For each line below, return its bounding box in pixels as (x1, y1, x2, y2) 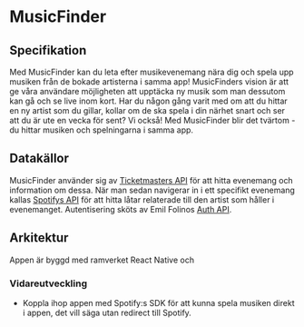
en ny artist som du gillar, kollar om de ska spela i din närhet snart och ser (9, 105, 286, 115)
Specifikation (9, 43, 87, 58)
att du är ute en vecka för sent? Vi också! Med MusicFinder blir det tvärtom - (9, 115, 296, 125)
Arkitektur (9, 230, 69, 246)
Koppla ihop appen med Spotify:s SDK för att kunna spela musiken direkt (22, 297, 295, 308)
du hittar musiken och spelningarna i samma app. (9, 124, 193, 135)
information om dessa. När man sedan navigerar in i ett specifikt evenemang (9, 184, 295, 195)
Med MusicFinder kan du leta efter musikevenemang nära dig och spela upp (9, 66, 294, 77)
